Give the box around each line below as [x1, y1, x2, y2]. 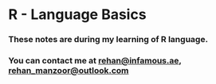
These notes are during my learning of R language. [8, 34, 209, 45]
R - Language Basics [8, 6, 147, 24]
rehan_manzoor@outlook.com [8, 65, 129, 76]
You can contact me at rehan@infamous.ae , [8, 55, 182, 67]
